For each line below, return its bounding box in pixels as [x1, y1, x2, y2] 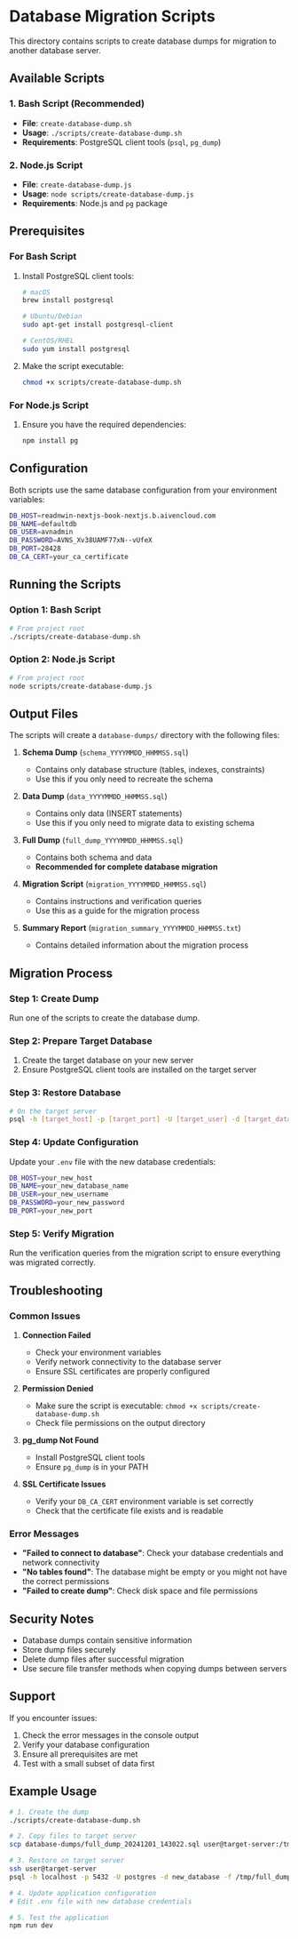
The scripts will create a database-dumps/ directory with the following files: [9, 730, 280, 741]
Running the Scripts [9, 577, 122, 592]
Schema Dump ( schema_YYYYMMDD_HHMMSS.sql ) [21, 747, 189, 757]
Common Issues [9, 1310, 82, 1322]
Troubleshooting [9, 1283, 104, 1298]
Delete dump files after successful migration [21, 1654, 184, 1664]
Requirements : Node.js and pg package [21, 197, 169, 208]
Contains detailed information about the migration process [35, 940, 249, 950]
